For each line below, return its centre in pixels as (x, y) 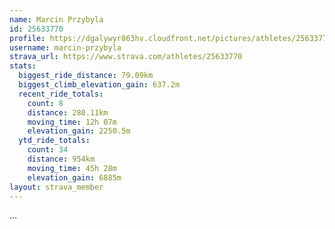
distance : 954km (61, 159)
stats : (23, 66)
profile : (27, 38)
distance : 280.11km (68, 112)
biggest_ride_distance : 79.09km (86, 76)
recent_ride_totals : (61, 94)
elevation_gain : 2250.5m (79, 131)
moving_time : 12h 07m (72, 122)
